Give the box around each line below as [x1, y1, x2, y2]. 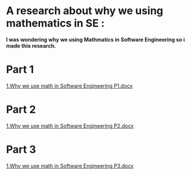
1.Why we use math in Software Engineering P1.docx [6, 82, 133, 89]
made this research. [6, 42, 56, 49]
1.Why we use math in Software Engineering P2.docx [6, 122, 134, 129]
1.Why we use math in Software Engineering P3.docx [6, 162, 134, 169]
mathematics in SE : [6, 16, 105, 30]
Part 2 [6, 103, 36, 116]
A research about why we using [6, 4, 163, 18]
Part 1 [6, 63, 34, 76]
